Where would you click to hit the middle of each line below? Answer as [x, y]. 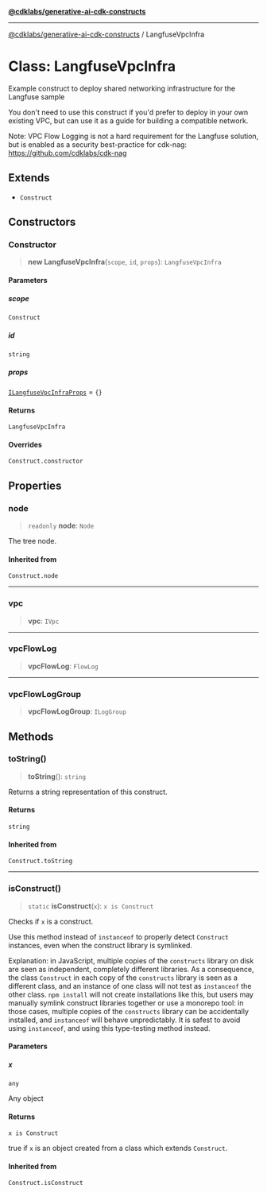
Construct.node [33, 576]
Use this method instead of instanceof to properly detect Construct [118, 936]
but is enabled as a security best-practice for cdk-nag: [98, 144]
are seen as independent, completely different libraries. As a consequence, [131, 969]
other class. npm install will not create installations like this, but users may [131, 994]
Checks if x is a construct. [51, 921]
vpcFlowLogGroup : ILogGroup [77, 711]
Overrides [25, 444]
